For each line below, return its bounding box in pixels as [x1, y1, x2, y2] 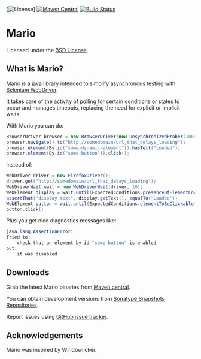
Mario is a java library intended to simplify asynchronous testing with [6, 80, 176, 87]
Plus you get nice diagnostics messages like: [6, 217, 117, 224]
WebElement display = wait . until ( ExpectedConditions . [6, 189, 144, 195]
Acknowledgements [6, 330, 83, 340]
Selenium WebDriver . [6, 86, 58, 93]
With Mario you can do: [6, 122, 64, 129]
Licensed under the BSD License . [6, 46, 89, 53]
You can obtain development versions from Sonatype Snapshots [6, 295, 165, 302]
